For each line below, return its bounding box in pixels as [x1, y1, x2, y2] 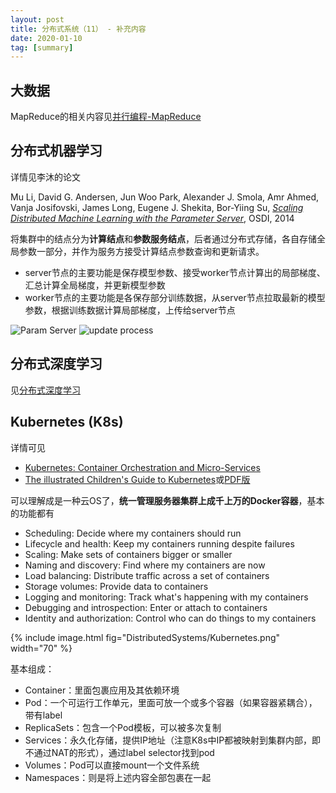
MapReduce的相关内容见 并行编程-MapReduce [10, 111, 202, 123]
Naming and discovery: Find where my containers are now [24, 559, 266, 571]
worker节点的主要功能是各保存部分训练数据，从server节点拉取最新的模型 [24, 291, 326, 303]
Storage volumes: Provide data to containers [24, 580, 209, 592]
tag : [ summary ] [10, 42, 74, 53]
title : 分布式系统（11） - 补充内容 [10, 24, 147, 34]
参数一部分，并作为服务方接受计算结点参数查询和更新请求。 [18, 245, 265, 257]
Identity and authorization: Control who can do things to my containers [24, 612, 317, 624]
